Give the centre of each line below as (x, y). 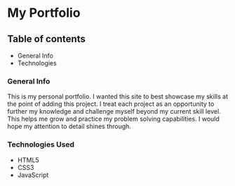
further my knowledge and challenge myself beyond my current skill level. (114, 112)
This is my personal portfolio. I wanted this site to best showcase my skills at (117, 97)
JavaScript (33, 175)
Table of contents (46, 39)
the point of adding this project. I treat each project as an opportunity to (111, 104)
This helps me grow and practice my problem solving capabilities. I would (113, 119)
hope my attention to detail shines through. (69, 126)
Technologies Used (41, 145)
